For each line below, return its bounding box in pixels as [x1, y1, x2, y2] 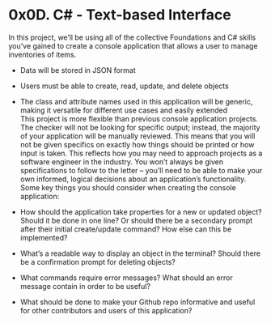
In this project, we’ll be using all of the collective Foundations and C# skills [8, 32, 256, 42]
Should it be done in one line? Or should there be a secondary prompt [19, 215, 253, 225]
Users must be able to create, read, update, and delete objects [19, 81, 229, 91]
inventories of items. [8, 49, 77, 59]
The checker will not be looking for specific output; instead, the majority [19, 122, 260, 132]
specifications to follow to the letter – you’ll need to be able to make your [19, 165, 263, 175]
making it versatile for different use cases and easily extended [19, 105, 228, 115]
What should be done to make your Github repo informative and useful [19, 297, 256, 307]
